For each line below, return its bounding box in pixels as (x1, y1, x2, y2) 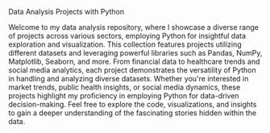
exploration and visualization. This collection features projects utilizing (8, 39, 242, 49)
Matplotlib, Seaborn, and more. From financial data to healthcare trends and (8, 56, 260, 66)
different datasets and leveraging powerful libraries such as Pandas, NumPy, (8, 48, 263, 57)
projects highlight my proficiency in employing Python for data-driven (8, 91, 239, 100)
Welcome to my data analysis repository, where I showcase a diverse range (8, 23, 260, 31)
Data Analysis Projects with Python (8, 7, 125, 16)
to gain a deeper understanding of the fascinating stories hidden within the (8, 108, 256, 118)
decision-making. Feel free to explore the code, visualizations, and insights (8, 100, 257, 109)
